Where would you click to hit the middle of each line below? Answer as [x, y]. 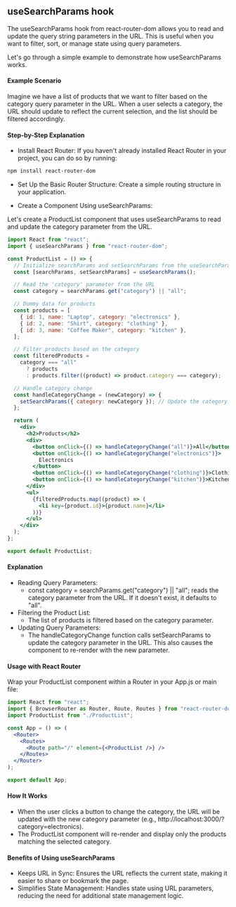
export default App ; [38, 780]
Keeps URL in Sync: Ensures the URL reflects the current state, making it [122, 873]
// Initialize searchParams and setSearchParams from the [100, 265]
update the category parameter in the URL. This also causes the [120, 643]
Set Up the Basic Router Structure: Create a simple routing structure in [119, 184]
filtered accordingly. [36, 119]
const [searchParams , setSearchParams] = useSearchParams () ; [105, 272]
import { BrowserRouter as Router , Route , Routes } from [92, 709]
